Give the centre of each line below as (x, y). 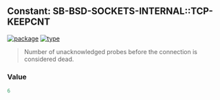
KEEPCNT (29, 22)
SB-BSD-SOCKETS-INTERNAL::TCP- (133, 11)
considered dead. (49, 59)
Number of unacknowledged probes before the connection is (111, 51)
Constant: (29, 11)
